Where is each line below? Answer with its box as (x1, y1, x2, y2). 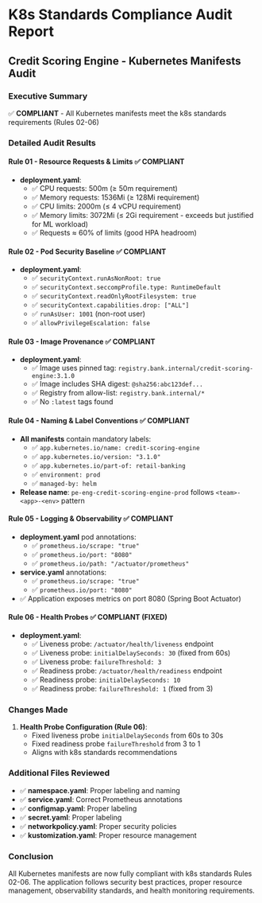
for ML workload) (31, 220, 89, 228)
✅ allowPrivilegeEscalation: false (31, 318, 151, 328)
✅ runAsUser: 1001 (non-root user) (31, 309, 145, 319)
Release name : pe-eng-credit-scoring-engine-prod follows (19, 487, 214, 496)
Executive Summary (8, 90, 88, 101)
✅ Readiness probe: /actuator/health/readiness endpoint (31, 666, 222, 675)
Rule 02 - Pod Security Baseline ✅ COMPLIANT (8, 247, 167, 256)
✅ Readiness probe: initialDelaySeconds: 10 (31, 675, 181, 685)
